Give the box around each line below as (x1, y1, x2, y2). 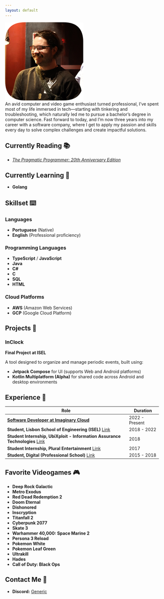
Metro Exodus (12, 489, 41, 495)
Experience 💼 (5, 393, 46, 401)
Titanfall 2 (12, 515, 34, 521)
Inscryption (12, 510, 37, 516)
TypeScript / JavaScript (12, 255, 62, 261)
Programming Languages (5, 244, 67, 251)
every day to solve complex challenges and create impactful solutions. (5, 127, 147, 133)
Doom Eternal (12, 499, 41, 505)
